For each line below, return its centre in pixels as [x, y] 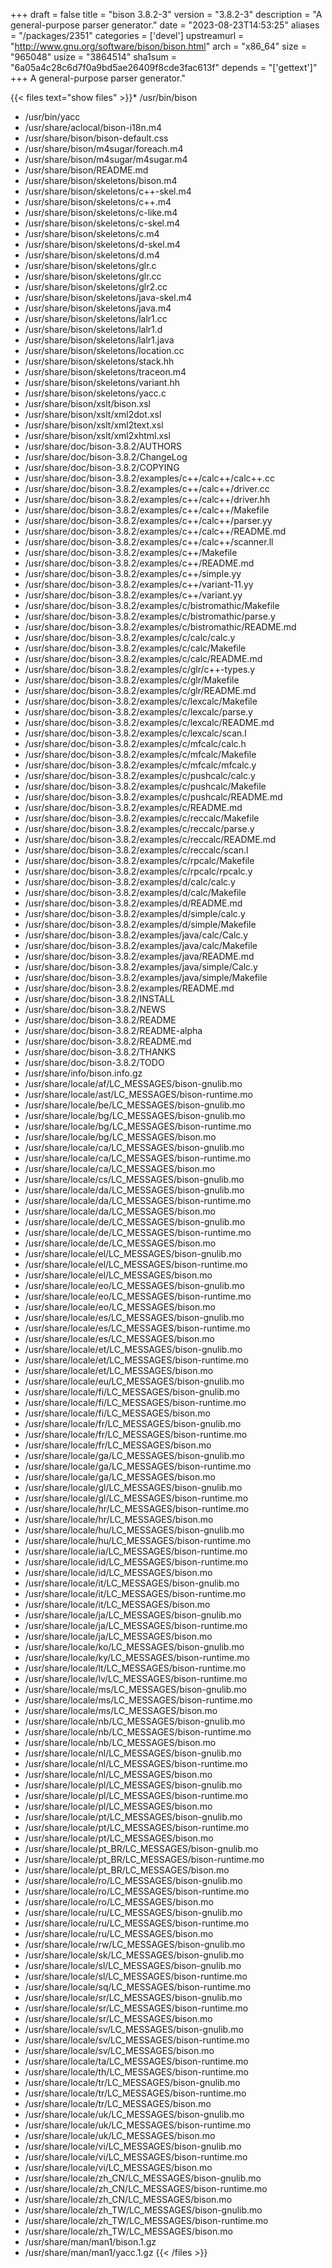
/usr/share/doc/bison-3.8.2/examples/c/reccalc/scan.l [136, 850]
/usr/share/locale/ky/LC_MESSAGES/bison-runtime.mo [137, 1657]
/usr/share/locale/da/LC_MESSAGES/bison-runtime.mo [138, 1200]
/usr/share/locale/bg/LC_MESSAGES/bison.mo [120, 1137]
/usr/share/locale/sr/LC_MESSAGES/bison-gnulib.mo [133, 1997]
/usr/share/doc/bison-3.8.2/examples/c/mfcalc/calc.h [135, 743]
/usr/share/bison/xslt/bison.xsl [87, 403]
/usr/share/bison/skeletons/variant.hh [102, 382]
